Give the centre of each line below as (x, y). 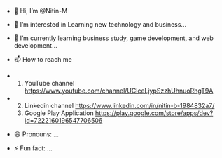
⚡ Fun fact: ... (33, 148)
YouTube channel (49, 83)
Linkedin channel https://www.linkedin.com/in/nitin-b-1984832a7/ (119, 106)
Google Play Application (59, 113)
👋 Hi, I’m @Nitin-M (41, 11)
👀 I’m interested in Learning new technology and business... (100, 24)
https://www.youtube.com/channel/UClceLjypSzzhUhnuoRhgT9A (119, 91)
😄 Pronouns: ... (36, 134)
